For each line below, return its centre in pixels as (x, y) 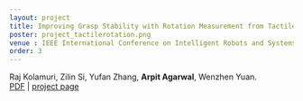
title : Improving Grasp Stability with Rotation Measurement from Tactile (153, 26)
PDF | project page (44, 87)
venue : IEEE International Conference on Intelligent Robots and (137, 43)
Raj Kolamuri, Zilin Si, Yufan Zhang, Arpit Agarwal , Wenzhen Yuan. (133, 77)
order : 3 (26, 51)
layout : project (40, 18)
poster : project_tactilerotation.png (80, 34)
